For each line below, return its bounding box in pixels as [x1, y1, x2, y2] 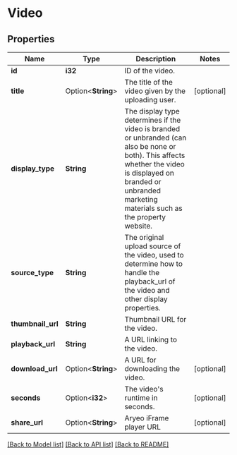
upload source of [124, 241, 181, 251]
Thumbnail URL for [124, 315, 187, 324]
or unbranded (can [124, 133, 187, 142]
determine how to [124, 259, 183, 269]
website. [124, 221, 153, 231]
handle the [124, 268, 160, 277]
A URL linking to [124, 335, 178, 344]
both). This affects [124, 150, 186, 160]
